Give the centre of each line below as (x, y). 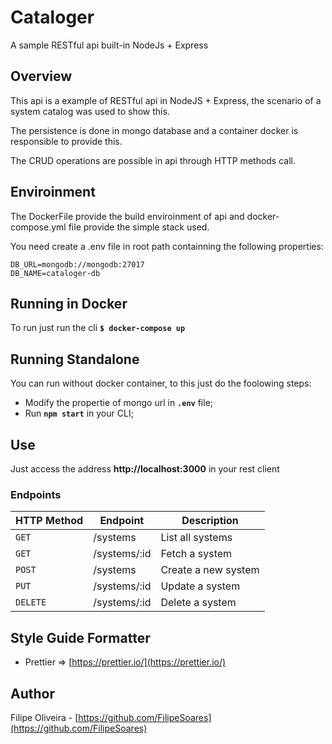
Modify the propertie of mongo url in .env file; (119, 403)
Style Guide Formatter (80, 637)
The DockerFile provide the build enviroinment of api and (127, 216)
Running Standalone (75, 359)
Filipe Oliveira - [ (44, 717)
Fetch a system (196, 554)
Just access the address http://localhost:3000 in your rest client (145, 469)
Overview (41, 76)
